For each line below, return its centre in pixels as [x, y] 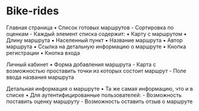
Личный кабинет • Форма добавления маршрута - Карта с [81, 64]
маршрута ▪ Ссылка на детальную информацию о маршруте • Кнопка [96, 47]
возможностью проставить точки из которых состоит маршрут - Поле [96, 70]
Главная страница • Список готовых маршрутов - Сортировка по [90, 27]
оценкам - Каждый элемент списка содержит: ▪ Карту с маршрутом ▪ [97, 33]
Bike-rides [33, 11]
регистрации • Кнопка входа [43, 53]
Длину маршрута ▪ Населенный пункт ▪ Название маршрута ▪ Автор [95, 40]
